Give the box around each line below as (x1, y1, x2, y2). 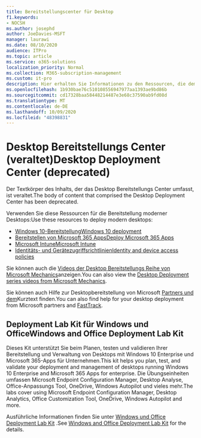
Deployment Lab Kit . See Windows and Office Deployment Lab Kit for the (6, 419, 187, 427)
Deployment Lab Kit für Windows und (6, 319, 149, 329)
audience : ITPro (6, 48, 47, 54)
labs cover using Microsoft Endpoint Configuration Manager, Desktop (6, 389, 177, 396)
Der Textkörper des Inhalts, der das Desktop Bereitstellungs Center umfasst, (6, 185, 194, 193)
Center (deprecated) (6, 166, 111, 180)
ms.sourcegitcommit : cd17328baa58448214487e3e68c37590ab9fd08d (6, 92, 167, 98)
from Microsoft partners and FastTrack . (6, 302, 103, 309)
